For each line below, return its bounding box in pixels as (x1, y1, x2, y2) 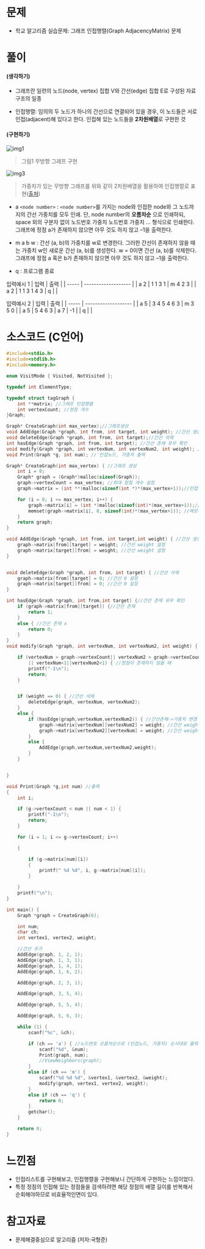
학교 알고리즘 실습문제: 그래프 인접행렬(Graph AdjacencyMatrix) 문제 (15, 27, 181, 34)
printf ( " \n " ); (17, 890, 53, 896)
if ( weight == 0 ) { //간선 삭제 (17, 693, 95, 700)
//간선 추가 (17, 946, 43, 952)
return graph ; (17, 519, 53, 525)
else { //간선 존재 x (17, 620, 67, 626)
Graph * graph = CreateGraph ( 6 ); (17, 912, 99, 918)
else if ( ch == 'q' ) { (28, 1092, 86, 1098)
